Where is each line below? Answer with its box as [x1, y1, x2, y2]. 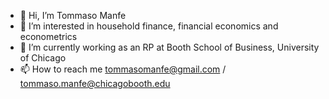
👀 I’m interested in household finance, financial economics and [19, 20, 279, 32]
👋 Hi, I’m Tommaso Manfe [19, 10, 127, 21]
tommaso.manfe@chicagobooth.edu [19, 78, 171, 89]
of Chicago [19, 52, 67, 64]
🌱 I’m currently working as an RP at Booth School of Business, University [19, 41, 320, 53]
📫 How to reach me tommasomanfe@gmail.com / [19, 63, 227, 75]
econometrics [19, 31, 78, 42]
